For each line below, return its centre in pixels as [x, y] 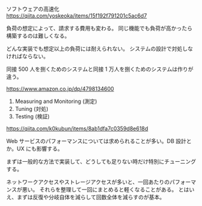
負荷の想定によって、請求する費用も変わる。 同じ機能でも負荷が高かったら [99, 28]
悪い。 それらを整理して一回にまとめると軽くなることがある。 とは [106, 189]
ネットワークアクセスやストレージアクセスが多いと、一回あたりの [88, 182]
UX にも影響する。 [40, 148]
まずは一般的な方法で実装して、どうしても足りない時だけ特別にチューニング [101, 161]
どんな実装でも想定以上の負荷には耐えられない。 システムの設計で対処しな [100, 48]
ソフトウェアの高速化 [33, 9]
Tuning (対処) [31, 109]
